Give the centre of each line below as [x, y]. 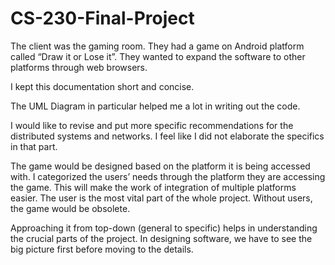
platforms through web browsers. [79, 67]
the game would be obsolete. [70, 208]
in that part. [34, 146]
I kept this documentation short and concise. [102, 86]
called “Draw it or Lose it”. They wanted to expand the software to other [158, 56]
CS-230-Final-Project [102, 18]
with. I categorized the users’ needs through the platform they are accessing [168, 176]
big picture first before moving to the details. [102, 249]
